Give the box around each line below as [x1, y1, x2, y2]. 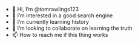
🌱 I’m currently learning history [11, 18, 90, 25]
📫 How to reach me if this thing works [11, 32, 108, 38]
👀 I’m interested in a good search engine [11, 12, 113, 19]
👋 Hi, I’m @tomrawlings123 [11, 6, 79, 12]
